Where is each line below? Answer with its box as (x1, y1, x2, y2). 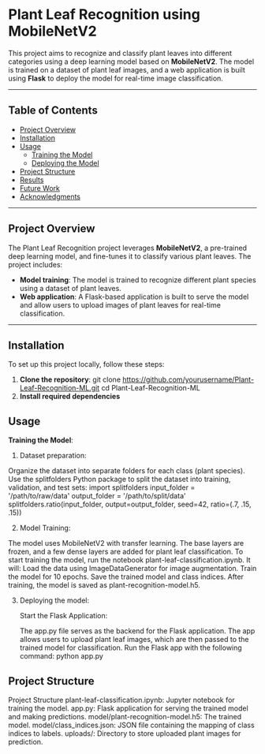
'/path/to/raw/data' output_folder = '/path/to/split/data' (8, 491, 187, 501)
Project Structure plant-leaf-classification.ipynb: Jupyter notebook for (8, 696, 235, 704)
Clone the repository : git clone (19, 375, 121, 384)
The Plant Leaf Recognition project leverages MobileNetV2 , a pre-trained (8, 243, 247, 252)
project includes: (8, 259, 63, 269)
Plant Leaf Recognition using (8, 6, 201, 24)
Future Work (19, 183, 61, 192)
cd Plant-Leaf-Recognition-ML (101, 383, 201, 393)
